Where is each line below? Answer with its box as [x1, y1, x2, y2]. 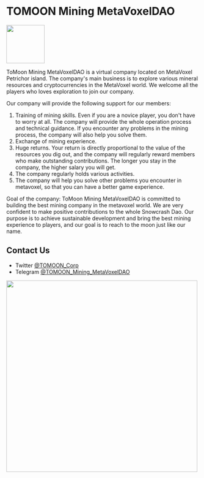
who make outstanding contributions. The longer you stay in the [15, 157, 177, 164]
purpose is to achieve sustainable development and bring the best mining [6, 214, 191, 222]
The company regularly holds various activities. [15, 170, 135, 177]
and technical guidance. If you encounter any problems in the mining [15, 124, 188, 132]
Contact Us [6, 245, 50, 256]
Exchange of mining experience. [15, 137, 97, 145]
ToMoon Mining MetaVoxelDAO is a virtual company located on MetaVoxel [6, 68, 192, 75]
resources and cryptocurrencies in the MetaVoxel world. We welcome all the [6, 81, 199, 88]
